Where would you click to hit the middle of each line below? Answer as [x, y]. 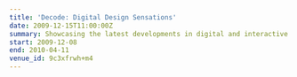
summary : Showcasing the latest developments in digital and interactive [149, 34]
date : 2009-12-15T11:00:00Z [61, 26]
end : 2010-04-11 [39, 50]
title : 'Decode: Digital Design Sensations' [93, 17]
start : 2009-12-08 [43, 42]
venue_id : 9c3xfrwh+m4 [51, 58]
